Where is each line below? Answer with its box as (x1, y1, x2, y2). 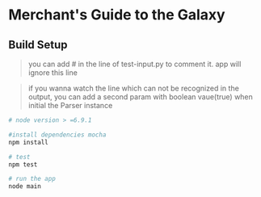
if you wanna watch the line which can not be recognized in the (27, 83, 240, 93)
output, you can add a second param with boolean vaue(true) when (27, 92, 253, 102)
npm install (8, 138, 48, 146)
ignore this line (27, 68, 78, 78)
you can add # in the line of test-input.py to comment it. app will (27, 59, 242, 69)
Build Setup (8, 38, 68, 52)
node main (8, 182, 42, 191)
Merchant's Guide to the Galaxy (8, 6, 225, 24)
